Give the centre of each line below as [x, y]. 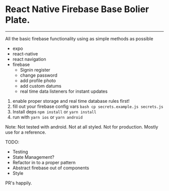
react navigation [29, 59]
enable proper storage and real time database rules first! [71, 101]
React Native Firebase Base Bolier [77, 9]
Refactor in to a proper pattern [44, 162]
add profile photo [38, 80]
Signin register [35, 70]
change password [39, 75]
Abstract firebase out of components [51, 168]
